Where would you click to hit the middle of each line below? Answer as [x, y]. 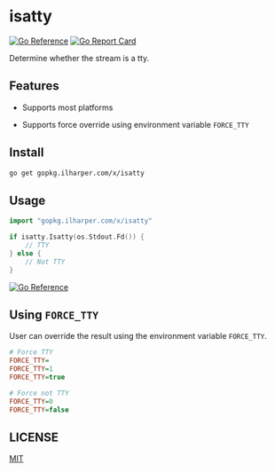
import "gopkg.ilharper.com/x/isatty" [81, 221]
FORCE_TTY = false [39, 410]
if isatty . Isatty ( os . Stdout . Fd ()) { [77, 237]
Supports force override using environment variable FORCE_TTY [136, 124]
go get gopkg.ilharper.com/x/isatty [77, 173]
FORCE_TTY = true [37, 377]
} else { [25, 253]
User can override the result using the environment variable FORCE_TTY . [138, 336]
